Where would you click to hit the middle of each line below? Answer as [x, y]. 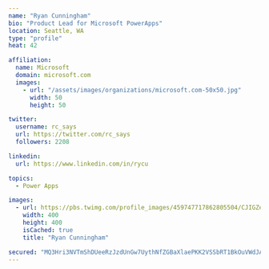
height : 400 [42, 222]
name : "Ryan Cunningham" [50, 16]
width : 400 [41, 215]
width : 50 [46, 97]
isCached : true [48, 230]
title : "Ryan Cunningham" [66, 238]
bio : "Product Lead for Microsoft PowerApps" [85, 23]
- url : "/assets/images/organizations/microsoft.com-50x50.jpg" [132, 90]
